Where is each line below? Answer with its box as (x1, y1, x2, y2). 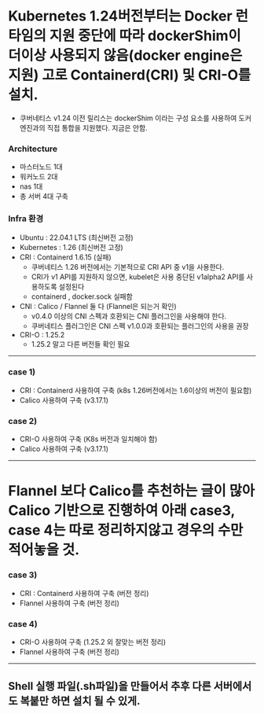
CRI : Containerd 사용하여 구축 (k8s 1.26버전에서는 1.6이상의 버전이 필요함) (19, 385, 252, 395)
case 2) (8, 415, 38, 426)
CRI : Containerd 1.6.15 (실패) (19, 252, 112, 262)
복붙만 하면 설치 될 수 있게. (20, 694, 141, 708)
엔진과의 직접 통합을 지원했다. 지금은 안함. (19, 123, 148, 132)
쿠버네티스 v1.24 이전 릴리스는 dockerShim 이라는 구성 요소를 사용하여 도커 (19, 113, 251, 123)
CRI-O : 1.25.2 (19, 329, 65, 339)
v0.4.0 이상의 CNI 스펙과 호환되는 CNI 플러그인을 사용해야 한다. (31, 311, 227, 321)
